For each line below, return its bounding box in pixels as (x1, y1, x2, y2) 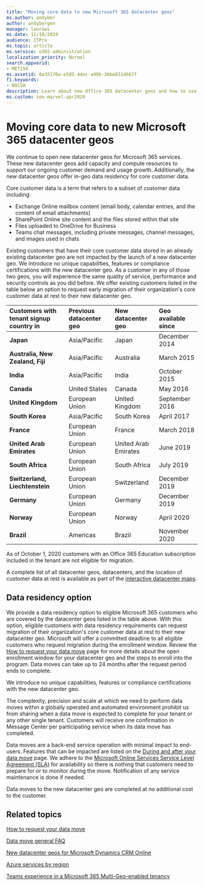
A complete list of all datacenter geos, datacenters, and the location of (6, 568, 183, 575)
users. (6, 747, 22, 755)
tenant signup (9, 314, 51, 323)
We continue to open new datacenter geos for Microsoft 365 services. (6, 153, 182, 160)
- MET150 (6, 65, 29, 72)
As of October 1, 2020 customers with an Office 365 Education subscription (6, 550, 196, 557)
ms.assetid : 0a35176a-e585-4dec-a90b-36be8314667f (6, 71, 137, 77)
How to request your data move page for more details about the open (6, 647, 180, 655)
